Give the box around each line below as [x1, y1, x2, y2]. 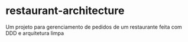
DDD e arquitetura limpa [5, 29, 64, 36]
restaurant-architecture [5, 4, 125, 17]
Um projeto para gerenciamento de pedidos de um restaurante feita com [5, 23, 183, 30]
